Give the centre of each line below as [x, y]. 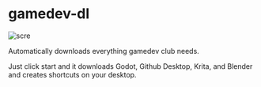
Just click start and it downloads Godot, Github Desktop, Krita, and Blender [130, 66]
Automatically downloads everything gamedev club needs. [104, 51]
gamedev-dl [49, 14]
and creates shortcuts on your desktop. [72, 74]
